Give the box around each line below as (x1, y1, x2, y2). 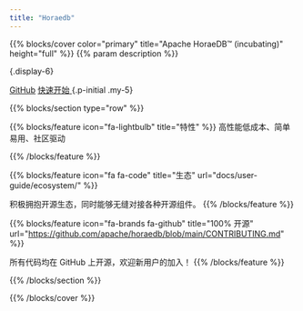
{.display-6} (9, 65, 55, 76)
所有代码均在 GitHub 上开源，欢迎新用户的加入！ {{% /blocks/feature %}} (9, 256, 285, 267)
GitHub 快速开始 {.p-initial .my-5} (9, 84, 134, 95)
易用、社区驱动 (9, 133, 66, 144)
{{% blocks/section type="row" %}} (9, 102, 145, 114)
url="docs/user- (197, 169, 258, 180)
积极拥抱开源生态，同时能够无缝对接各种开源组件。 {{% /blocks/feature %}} (9, 198, 294, 209)
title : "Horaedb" (9, 13, 76, 23)
